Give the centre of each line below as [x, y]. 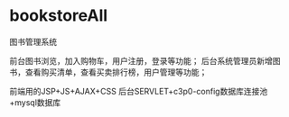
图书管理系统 [33, 41]
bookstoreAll [59, 16]
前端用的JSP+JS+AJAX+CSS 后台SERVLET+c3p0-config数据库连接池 [139, 91]
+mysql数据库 [35, 102]
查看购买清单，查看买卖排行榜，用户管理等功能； [116, 72]
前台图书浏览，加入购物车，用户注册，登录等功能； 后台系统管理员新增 [141, 60]
